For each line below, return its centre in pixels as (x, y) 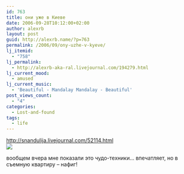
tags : (13, 118)
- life (20, 124)
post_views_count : (29, 95)
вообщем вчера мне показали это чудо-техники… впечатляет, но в (92, 158)
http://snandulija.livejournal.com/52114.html (60, 140)
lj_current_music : (29, 85)
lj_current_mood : (28, 73)
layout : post (22, 34)
